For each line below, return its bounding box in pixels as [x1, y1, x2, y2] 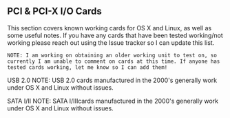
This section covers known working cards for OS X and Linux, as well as [7, 23, 212, 32]
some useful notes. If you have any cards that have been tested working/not [7, 31, 224, 39]
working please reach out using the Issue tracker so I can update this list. [7, 38, 215, 47]
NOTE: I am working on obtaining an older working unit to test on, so [7, 52, 217, 59]
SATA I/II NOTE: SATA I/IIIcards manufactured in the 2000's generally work [7, 97, 219, 105]
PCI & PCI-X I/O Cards [7, 6, 102, 17]
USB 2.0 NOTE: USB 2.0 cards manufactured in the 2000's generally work [7, 76, 218, 84]
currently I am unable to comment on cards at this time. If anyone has [7, 58, 220, 65]
